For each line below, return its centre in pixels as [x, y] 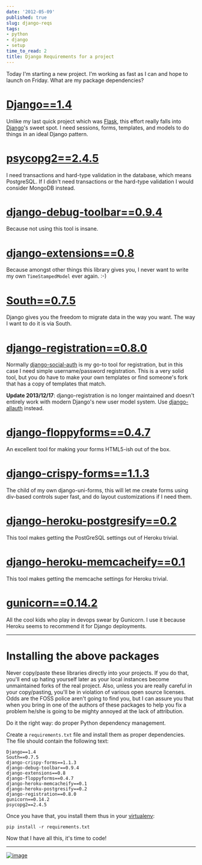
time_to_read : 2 [26, 51]
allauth [14, 408]
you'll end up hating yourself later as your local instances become [88, 679]
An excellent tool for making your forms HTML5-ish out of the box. [89, 449]
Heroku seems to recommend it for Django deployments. [77, 626]
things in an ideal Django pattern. [47, 134]
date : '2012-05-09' [31, 12]
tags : [13, 29]
